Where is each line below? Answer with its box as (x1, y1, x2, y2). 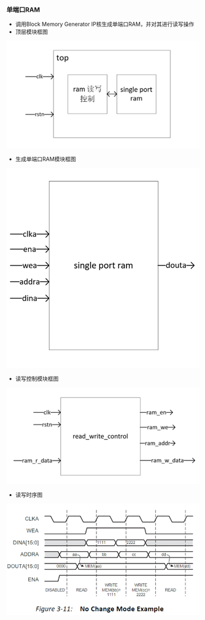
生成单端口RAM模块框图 (15, 155, 77, 163)
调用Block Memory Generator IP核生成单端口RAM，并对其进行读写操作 (15, 20, 195, 28)
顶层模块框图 (15, 28, 48, 36)
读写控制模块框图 (15, 375, 59, 383)
